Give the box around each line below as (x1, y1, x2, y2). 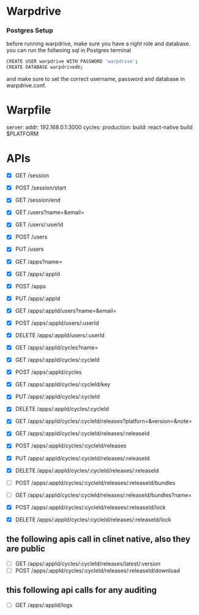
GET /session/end (15, 196, 61, 204)
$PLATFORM (6, 130, 39, 137)
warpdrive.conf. (6, 82, 47, 90)
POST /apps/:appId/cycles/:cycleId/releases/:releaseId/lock (15, 503, 166, 511)
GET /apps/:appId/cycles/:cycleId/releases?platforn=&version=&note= (15, 418, 193, 425)
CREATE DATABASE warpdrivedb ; (6, 64, 84, 71)
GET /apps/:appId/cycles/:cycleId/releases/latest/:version (15, 560, 161, 567)
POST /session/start (15, 184, 66, 191)
